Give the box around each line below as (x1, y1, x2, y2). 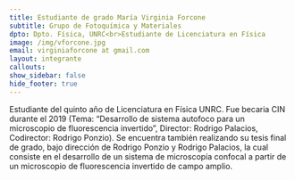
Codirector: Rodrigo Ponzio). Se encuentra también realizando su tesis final (9, 132, 287, 143)
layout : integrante (9, 54, 82, 63)
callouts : (9, 63, 46, 72)
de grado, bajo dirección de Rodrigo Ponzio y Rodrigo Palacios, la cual (9, 142, 269, 152)
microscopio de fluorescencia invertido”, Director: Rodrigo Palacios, (9, 122, 258, 134)
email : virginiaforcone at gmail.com (9, 46, 150, 55)
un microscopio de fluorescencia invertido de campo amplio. (9, 160, 233, 171)
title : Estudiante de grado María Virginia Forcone (9, 12, 206, 22)
